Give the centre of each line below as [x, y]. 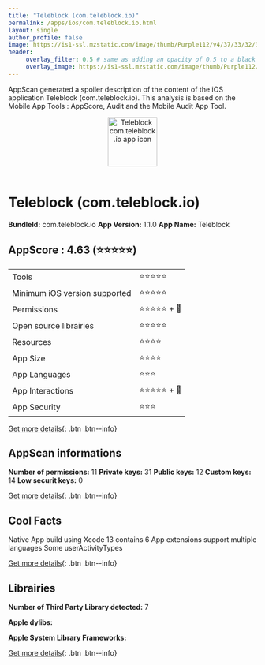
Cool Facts [35, 520]
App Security [36, 407]
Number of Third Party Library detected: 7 [78, 607]
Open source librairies [53, 326]
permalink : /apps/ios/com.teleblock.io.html [82, 23]
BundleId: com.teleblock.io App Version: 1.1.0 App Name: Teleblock [119, 224]
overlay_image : [51, 67]
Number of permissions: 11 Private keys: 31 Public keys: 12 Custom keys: [130, 472]
